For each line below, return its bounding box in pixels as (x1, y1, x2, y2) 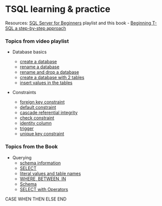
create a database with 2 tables (19, 75, 84, 81)
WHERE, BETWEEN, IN (19, 176, 66, 182)
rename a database (19, 64, 60, 70)
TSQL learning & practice (5, 3, 111, 15)
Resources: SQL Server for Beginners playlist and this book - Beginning (5, 20, 152, 26)
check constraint (19, 115, 55, 121)
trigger (19, 125, 34, 131)
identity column (19, 120, 52, 126)
